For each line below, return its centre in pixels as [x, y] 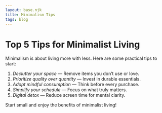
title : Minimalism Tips [30, 15]
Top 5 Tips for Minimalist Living [73, 44]
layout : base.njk [24, 10]
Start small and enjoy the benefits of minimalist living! [61, 105]
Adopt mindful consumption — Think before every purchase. [76, 85]
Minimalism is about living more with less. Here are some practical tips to [81, 58]
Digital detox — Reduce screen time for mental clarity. [69, 95]
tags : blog [17, 19]
